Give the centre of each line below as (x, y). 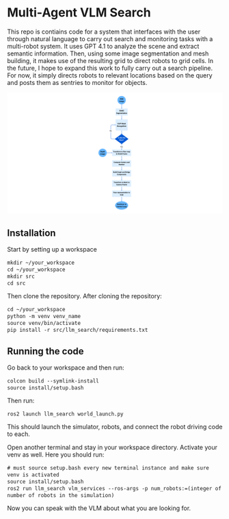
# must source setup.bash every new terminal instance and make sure (108, 468)
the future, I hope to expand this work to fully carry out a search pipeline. (110, 68)
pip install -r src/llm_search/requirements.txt (78, 330)
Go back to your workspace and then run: (66, 367)
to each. (19, 434)
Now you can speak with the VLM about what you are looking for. (99, 508)
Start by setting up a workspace (52, 250)
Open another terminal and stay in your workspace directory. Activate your (112, 448)
